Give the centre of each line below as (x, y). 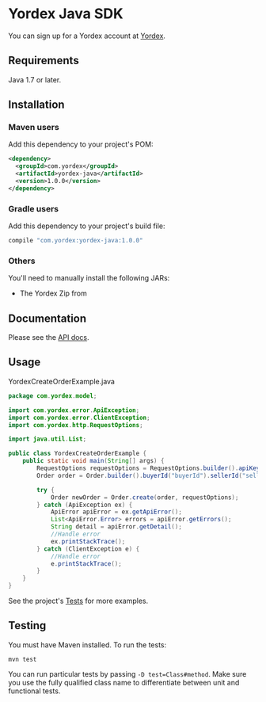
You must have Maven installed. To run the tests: (87, 645)
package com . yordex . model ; (53, 396)
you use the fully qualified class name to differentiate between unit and (124, 682)
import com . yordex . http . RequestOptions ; (76, 425)
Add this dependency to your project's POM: (81, 144)
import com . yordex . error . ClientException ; (79, 418)
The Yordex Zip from (53, 293)
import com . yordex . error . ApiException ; (74, 410)
